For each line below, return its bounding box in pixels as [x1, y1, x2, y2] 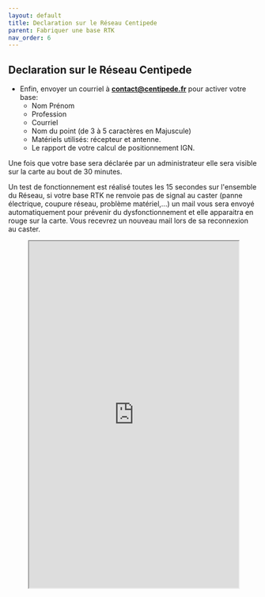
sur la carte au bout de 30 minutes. [8, 167, 123, 177]
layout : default [8, 11, 62, 20]
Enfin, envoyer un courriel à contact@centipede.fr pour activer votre [19, 84, 247, 94]
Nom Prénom [31, 101, 75, 111]
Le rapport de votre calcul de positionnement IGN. [31, 144, 195, 153]
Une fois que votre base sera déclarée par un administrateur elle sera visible [8, 159, 257, 168]
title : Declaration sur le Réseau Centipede [8, 19, 157, 27]
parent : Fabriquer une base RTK [8, 26, 115, 34]
